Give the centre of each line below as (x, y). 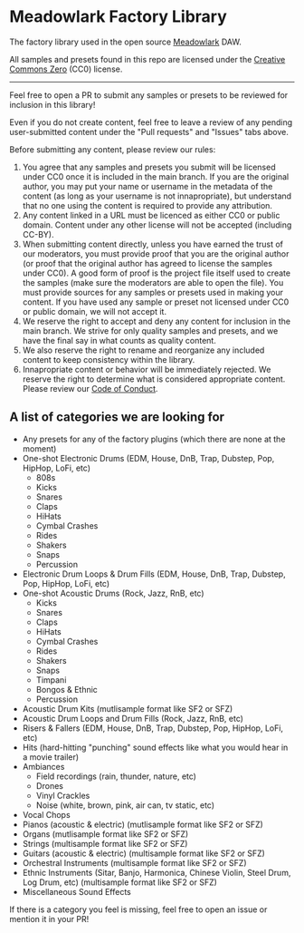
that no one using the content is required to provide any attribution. (147, 205)
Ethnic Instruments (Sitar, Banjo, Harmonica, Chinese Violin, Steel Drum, (157, 872)
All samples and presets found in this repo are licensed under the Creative (147, 59)
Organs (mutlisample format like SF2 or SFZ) (105, 834)
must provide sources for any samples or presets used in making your (152, 292)
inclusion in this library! (52, 104)
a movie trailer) (51, 757)
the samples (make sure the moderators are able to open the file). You (153, 282)
